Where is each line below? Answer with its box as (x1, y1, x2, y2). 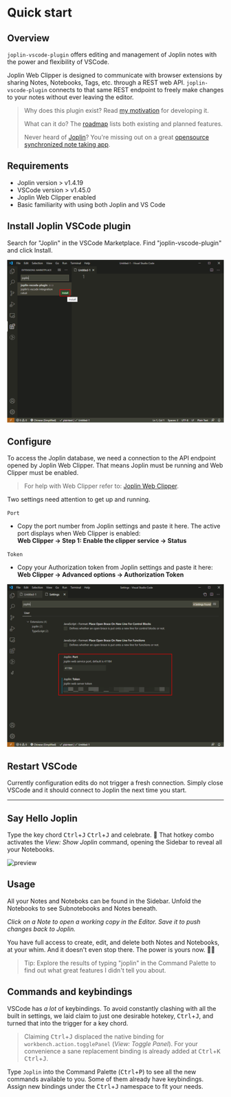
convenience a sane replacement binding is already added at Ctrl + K (23, 1047, 221, 1055)
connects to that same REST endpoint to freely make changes (49, 86, 224, 94)
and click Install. (7, 246, 53, 254)
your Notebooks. (7, 845, 55, 854)
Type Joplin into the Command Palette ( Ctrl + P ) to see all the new (7, 1067, 197, 1076)
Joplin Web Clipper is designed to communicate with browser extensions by (7, 71, 223, 79)
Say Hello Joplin (7, 812, 78, 824)
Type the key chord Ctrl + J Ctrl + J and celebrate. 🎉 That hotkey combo (7, 831, 214, 839)
